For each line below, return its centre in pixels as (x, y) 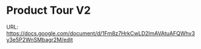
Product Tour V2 (49, 10)
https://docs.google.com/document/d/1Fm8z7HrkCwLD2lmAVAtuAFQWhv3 (101, 33)
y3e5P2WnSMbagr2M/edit (40, 39)
